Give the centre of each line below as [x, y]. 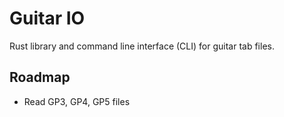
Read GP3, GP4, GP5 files [77, 101]
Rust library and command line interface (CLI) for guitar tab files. [142, 46]
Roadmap [40, 77]
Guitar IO [47, 18]
